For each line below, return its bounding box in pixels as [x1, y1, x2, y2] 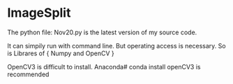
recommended [7, 70, 50, 78]
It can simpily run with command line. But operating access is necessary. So [7, 41, 226, 50]
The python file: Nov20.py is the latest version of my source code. [7, 28, 197, 36]
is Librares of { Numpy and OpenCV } [7, 49, 115, 57]
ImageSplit [7, 5, 71, 21]
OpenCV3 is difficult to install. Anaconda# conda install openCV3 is [7, 62, 201, 71]
